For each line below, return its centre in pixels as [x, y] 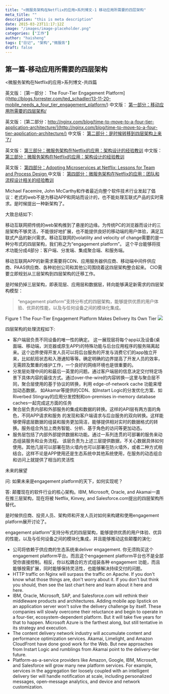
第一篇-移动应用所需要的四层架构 [56, 70]
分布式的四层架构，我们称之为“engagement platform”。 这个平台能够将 [83, 244]
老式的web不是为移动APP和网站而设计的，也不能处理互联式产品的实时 [87, 197]
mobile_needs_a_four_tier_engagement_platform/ [56, 105]
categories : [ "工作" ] [27, 33]
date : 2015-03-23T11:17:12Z [35, 24]
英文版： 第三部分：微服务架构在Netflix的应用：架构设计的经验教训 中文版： [84, 151]
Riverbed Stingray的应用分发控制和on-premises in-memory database [84, 397]
